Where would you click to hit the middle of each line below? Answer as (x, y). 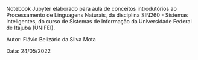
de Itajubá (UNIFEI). (31, 28)
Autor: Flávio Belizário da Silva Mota (51, 39)
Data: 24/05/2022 (29, 51)
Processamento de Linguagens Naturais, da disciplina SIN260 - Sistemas (97, 15)
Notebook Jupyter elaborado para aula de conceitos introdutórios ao (91, 9)
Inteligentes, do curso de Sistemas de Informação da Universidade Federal (99, 21)
